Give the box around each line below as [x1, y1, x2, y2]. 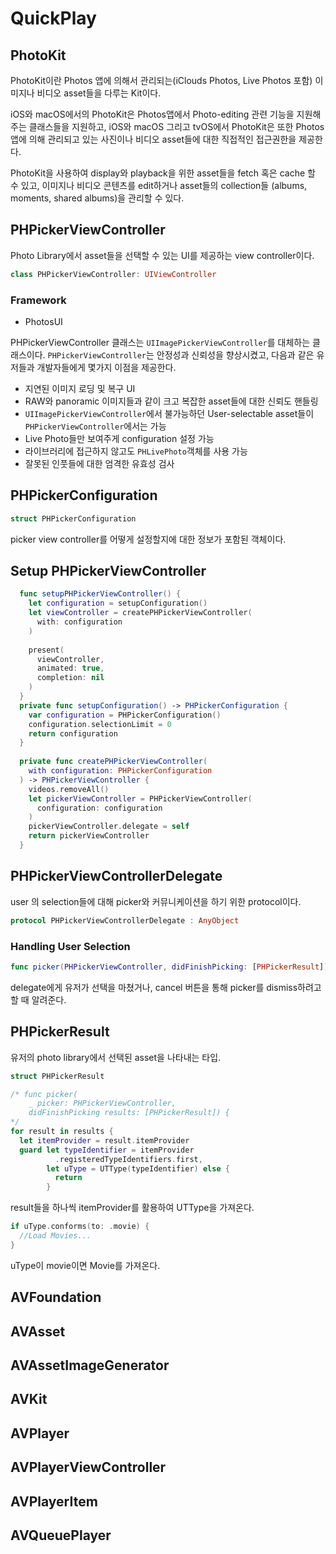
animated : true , [36, 663, 105, 674]
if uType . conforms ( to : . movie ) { [10, 1222, 150, 1232]
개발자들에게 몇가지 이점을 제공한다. [36, 361, 177, 373]
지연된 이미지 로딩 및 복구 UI [24, 382, 136, 394]
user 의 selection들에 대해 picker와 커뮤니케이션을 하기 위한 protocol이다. [10, 895, 302, 907]
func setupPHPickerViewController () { [19, 589, 182, 599]
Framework [10, 293, 67, 307]
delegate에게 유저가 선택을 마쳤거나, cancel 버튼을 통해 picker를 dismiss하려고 [10, 981, 322, 993]
